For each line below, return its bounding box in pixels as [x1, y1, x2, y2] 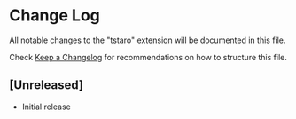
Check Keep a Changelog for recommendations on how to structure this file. [9, 52, 288, 62]
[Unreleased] [9, 77, 84, 93]
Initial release [21, 101, 71, 112]
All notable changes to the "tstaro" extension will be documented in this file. [9, 35, 286, 45]
